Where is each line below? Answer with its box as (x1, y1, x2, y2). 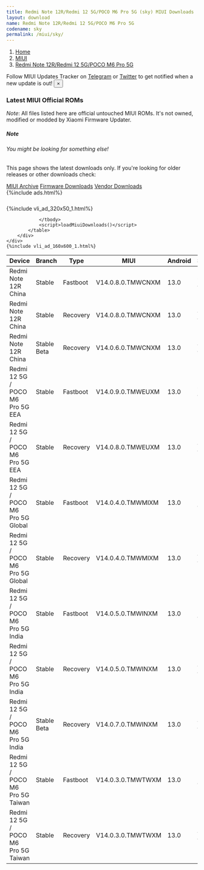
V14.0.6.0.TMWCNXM (96, 344, 161, 352)
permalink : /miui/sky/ (6, 32, 64, 38)
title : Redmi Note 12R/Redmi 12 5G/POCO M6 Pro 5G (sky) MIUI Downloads (6, 9, 194, 15)
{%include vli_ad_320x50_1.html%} (6, 205, 93, 212)
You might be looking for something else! (6, 145, 109, 152)
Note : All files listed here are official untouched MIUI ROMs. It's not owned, (6, 110, 194, 117)
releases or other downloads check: (6, 171, 97, 178)
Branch (35, 256, 58, 265)
